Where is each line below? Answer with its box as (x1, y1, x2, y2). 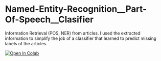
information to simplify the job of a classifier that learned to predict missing (5, 35, 157, 41)
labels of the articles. (5, 40, 47, 46)
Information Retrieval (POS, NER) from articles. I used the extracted (5, 30, 141, 36)
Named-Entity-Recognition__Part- (5, 3, 147, 15)
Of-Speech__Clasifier (5, 14, 94, 25)
